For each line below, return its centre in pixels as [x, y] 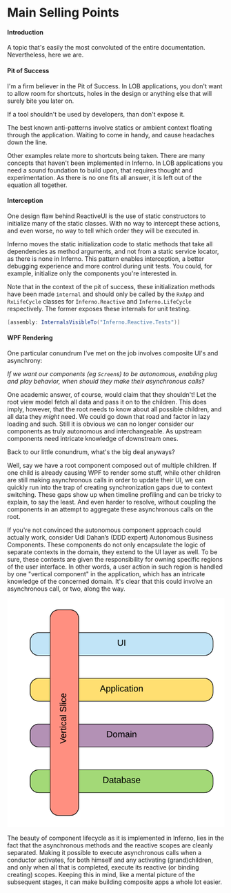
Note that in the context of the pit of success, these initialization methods [111, 286]
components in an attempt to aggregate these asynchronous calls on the [110, 509]
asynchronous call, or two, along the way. [66, 589]
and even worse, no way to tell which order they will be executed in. [103, 230]
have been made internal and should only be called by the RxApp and [106, 294]
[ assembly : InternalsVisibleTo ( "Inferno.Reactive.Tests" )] [94, 322]
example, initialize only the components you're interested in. [92, 273]
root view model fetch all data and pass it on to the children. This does [107, 402]
